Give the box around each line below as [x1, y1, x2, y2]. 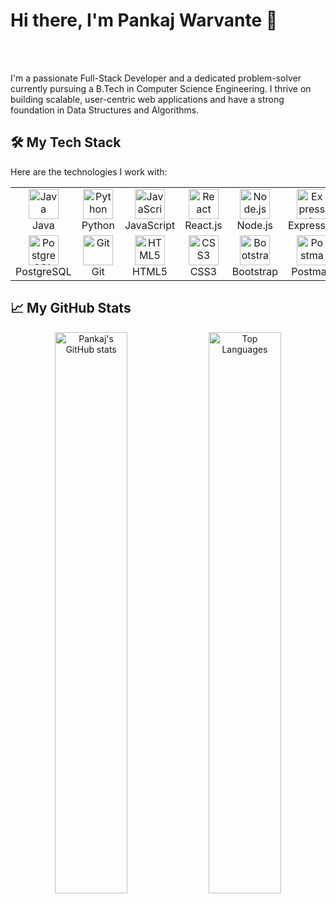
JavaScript [124, 218, 176, 232]
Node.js [236, 218, 273, 232]
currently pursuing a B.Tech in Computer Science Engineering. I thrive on [10, 82, 312, 94]
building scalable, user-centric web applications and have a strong [10, 93, 285, 105]
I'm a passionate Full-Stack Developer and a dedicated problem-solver [10, 72, 302, 84]
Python [81, 218, 115, 232]
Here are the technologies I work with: [10, 165, 168, 178]
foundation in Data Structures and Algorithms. [10, 104, 200, 116]
